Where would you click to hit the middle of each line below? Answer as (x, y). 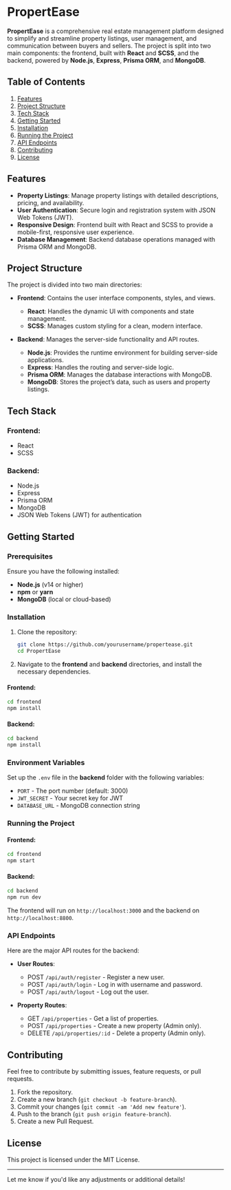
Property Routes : (42, 1005)
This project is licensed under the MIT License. (74, 1160)
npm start (21, 861)
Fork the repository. (45, 1092)
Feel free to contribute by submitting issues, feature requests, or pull (104, 1072)
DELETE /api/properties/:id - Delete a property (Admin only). (117, 1033)
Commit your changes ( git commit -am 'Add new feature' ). (102, 1107)
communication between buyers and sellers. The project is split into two (109, 45)
